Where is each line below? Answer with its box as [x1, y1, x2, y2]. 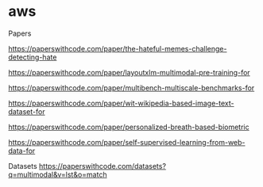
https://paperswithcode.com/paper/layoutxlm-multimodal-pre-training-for [8, 67, 250, 77]
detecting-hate [8, 52, 57, 62]
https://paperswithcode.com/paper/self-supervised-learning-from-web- [8, 137, 246, 147]
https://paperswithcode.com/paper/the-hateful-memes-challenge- [8, 44, 227, 53]
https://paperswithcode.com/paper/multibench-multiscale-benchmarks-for [8, 82, 255, 93]
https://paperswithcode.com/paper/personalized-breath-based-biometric [8, 122, 249, 132]
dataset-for [8, 106, 45, 116]
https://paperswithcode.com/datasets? [38, 161, 167, 170]
